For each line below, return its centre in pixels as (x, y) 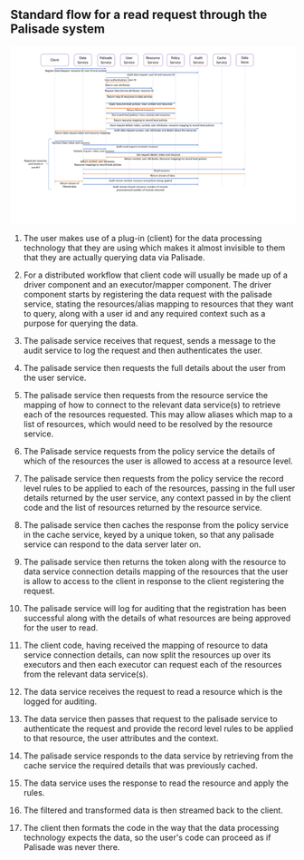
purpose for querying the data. (81, 323)
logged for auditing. (60, 701)
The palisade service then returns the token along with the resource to (155, 562)
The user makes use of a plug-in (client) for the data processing (142, 239)
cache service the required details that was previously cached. (141, 766)
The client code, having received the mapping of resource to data (146, 645)
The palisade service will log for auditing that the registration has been (155, 609)
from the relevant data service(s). (85, 674)
